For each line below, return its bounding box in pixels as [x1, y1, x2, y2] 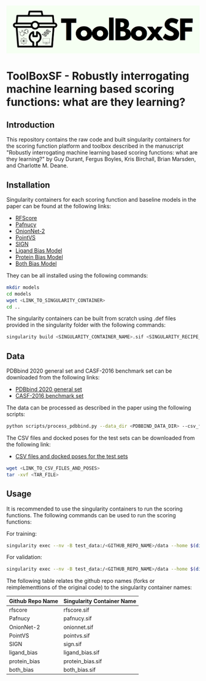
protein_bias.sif [63, 657, 102, 664]
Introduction [6, 120, 55, 130]
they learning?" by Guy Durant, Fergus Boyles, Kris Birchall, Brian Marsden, [6, 156, 196, 163]
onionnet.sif [63, 623, 94, 631]
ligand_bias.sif [63, 649, 100, 656]
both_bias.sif [63, 666, 96, 673]
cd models [6, 291, 32, 297]
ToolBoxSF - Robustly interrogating [6, 69, 189, 83]
